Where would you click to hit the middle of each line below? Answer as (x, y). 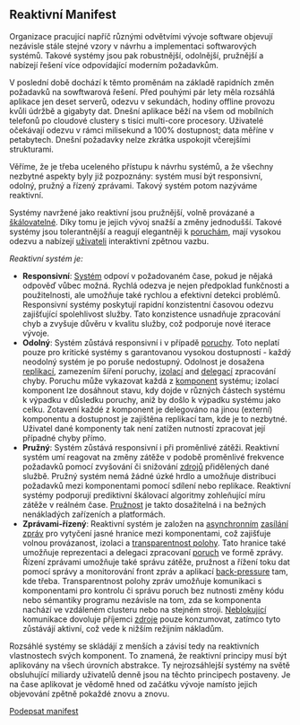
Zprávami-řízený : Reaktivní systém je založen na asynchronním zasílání (155, 523)
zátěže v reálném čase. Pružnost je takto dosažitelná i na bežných (144, 504)
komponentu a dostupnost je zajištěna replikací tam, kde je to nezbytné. (155, 419)
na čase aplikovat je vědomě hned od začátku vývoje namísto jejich (133, 684)
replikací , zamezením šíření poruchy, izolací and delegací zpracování (149, 371)
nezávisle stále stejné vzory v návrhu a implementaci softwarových (133, 46)
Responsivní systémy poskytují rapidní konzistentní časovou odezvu (148, 304)
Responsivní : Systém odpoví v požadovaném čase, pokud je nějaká (147, 275)
